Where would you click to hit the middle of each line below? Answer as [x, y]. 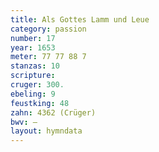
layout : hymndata [46, 131]
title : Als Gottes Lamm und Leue [80, 19]
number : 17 [33, 38]
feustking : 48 [40, 103]
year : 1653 [33, 47]
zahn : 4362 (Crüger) [53, 112]
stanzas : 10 [35, 66]
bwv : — [24, 122]
